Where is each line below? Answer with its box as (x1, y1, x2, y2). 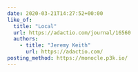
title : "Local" (13, 23, 57, 29)
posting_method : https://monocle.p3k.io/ (7, 55, 128, 62)
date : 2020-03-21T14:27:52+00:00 (7, 10, 103, 17)
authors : (13, 36, 39, 43)
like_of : (7, 16, 32, 23)
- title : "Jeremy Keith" (19, 42, 91, 49)
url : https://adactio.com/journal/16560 (13, 29, 131, 36)
